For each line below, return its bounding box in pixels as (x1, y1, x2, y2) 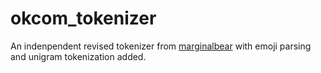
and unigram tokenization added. (10, 50, 147, 62)
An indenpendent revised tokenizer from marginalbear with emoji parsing (10, 40, 312, 52)
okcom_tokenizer (10, 7, 157, 30)
